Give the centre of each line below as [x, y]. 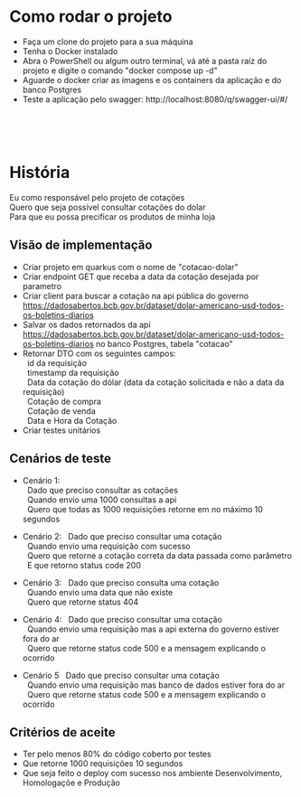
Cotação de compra [64, 401]
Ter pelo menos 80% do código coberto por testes [117, 754]
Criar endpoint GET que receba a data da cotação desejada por [141, 277]
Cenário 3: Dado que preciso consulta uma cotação [121, 582]
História [40, 173]
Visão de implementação [81, 245]
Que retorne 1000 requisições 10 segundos [103, 764]
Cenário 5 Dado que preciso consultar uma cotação [121, 675]
